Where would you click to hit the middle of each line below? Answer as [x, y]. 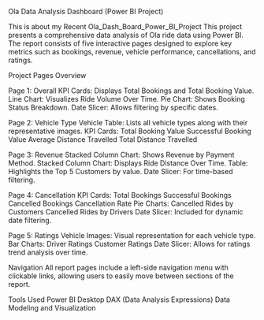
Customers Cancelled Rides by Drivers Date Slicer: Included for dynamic [126, 212]
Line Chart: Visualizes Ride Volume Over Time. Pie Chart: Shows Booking [127, 99]
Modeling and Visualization [52, 308]
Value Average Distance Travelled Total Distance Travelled [103, 140]
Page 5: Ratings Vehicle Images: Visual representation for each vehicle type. [132, 235]
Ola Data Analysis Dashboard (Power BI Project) [86, 11]
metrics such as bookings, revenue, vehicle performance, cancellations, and [132, 52]
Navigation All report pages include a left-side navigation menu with [118, 268]
